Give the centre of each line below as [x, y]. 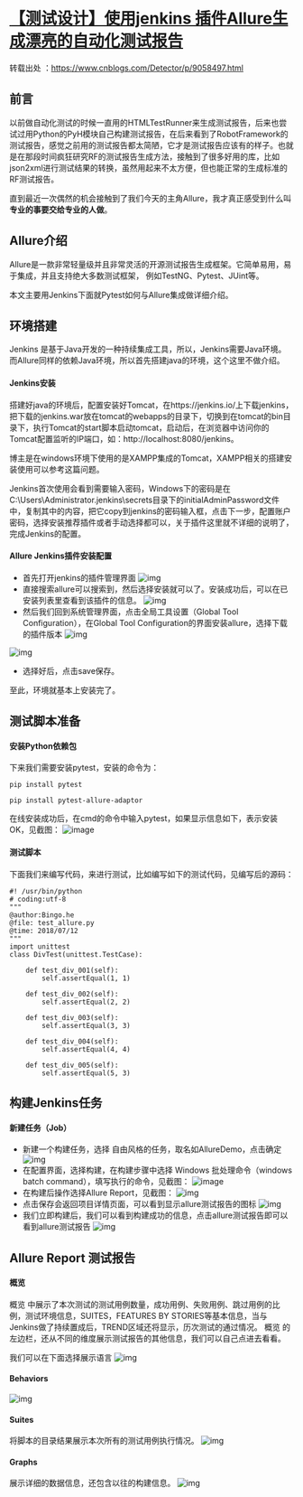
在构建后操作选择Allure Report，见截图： [98, 1193]
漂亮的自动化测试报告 [105, 41]
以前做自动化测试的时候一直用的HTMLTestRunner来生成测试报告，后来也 [144, 122]
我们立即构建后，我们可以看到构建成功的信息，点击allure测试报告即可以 [155, 1215]
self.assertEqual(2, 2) [86, 1002]
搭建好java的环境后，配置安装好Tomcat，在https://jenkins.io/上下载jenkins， [151, 405]
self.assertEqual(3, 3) [86, 1025]
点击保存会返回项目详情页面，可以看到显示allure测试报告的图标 [139, 1204]
